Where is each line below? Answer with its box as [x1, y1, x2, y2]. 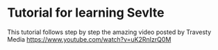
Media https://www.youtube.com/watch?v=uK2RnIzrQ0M [7, 35, 171, 43]
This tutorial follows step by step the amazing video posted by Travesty [7, 28, 212, 36]
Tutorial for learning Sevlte [7, 5, 165, 21]
